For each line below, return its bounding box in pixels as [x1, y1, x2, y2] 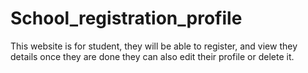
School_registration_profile [10, 7, 243, 30]
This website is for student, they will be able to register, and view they [10, 40, 298, 52]
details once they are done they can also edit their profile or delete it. [10, 50, 295, 62]
